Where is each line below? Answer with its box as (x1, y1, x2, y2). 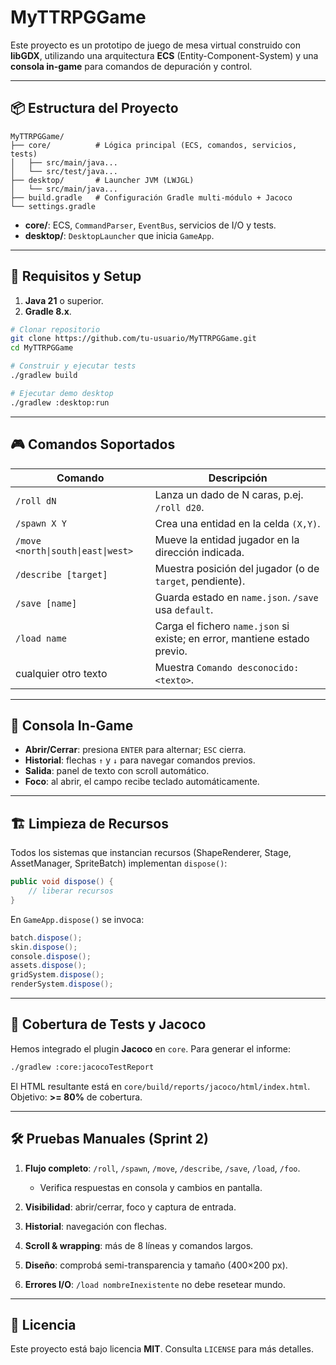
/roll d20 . (154, 500, 205, 514)
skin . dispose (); (10, 942, 78, 952)
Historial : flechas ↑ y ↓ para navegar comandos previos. (24, 754, 256, 766)
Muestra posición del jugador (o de (154, 561, 320, 575)
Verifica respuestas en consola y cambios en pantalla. (39, 1181, 263, 1193)
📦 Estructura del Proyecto (10, 100, 179, 117)
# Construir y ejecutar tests (10, 361, 137, 371)
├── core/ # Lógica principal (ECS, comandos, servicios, (10, 140, 298, 150)
